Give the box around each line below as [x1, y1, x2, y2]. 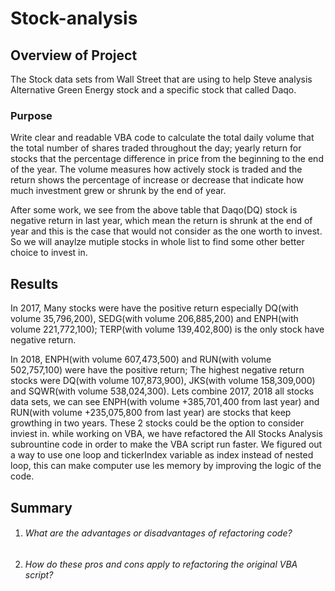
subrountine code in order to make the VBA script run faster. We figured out [10, 438, 323, 451]
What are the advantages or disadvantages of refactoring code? [24, 527, 293, 539]
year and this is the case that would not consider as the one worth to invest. [10, 225, 323, 237]
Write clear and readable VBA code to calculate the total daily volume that [10, 132, 315, 144]
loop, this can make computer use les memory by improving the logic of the [10, 460, 322, 472]
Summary [10, 499, 73, 516]
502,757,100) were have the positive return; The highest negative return [10, 364, 305, 376]
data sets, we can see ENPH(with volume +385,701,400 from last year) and [10, 396, 320, 408]
